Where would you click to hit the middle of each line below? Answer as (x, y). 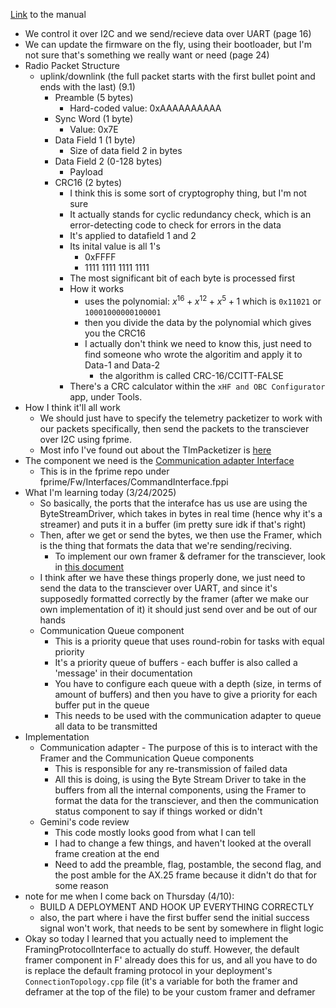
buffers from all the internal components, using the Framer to (180, 790)
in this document (89, 566)
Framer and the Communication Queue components (147, 758)
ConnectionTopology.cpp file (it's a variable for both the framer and (161, 981)
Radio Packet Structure (72, 65)
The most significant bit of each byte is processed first (182, 278)
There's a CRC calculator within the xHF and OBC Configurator (197, 386)
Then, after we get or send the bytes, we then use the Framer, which (180, 535)
